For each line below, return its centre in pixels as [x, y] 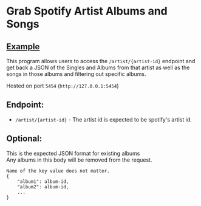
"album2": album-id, [43, 187]
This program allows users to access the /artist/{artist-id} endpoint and [101, 61]
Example [23, 46]
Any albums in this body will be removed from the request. [79, 160]
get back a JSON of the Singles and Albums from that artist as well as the [98, 67]
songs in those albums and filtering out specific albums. [77, 74]
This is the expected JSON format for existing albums [73, 153]
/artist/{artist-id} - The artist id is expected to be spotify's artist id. [104, 119]
